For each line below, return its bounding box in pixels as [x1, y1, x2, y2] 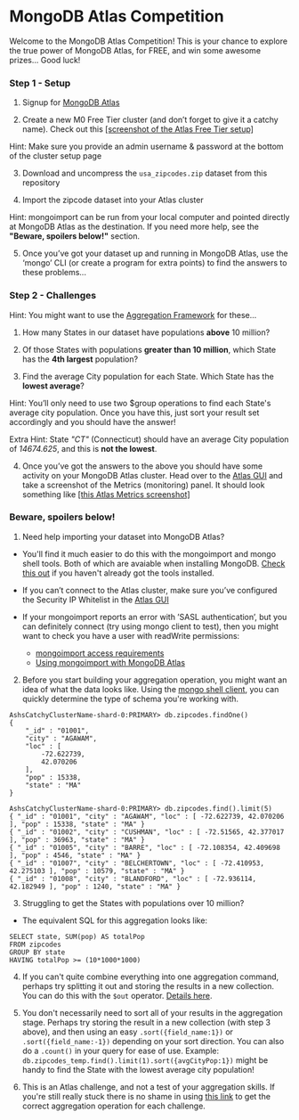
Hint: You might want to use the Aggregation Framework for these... [9, 309, 257, 320]
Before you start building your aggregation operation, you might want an [21, 674, 287, 685]
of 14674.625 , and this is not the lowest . [9, 443, 158, 454]
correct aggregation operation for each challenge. [21, 1100, 206, 1111]
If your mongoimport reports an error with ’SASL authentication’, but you [21, 611, 287, 622]
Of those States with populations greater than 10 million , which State [21, 344, 277, 355]
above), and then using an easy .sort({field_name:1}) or [21, 1026, 234, 1037]
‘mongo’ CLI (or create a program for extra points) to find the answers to [21, 258, 287, 268]
